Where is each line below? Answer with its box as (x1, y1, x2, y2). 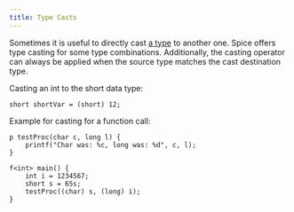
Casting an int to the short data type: (9, 82, 144, 93)
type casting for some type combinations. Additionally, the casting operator (9, 46, 286, 58)
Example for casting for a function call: (9, 115, 151, 126)
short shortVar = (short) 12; (9, 99, 122, 109)
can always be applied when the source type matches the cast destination (9, 56, 282, 67)
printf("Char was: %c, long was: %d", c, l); (25, 140, 197, 149)
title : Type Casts (9, 12, 77, 22)
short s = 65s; (25, 179, 82, 188)
